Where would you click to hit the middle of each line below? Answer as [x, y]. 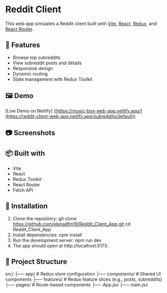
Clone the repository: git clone [44, 218]
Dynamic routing [30, 74]
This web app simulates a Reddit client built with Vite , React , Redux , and [81, 24]
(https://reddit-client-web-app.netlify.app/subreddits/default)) [70, 116]
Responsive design [33, 68]
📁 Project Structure [36, 262]
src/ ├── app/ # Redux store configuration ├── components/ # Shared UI [83, 274]
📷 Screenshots [30, 133]
